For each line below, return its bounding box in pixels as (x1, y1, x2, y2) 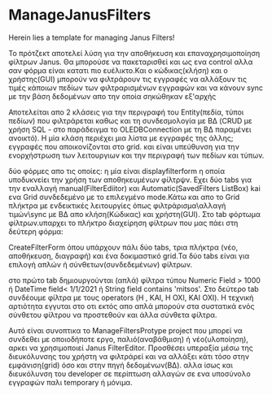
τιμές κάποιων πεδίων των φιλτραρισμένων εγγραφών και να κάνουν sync (8, 83, 263, 93)
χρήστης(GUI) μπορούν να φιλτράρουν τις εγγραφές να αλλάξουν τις (8, 74, 247, 84)
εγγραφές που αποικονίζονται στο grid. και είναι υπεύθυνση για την (8, 141, 240, 151)
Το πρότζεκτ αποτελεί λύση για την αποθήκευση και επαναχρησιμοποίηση (8, 48, 261, 58)
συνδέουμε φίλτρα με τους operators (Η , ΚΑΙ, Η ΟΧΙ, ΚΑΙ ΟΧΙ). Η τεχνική (8, 293, 254, 302)
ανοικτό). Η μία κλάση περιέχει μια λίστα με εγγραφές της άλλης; (8, 132, 234, 143)
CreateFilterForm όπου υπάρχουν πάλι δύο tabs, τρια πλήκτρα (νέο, (8, 242, 239, 252)
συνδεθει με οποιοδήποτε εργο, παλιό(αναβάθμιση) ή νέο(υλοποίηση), (8, 334, 248, 344)
